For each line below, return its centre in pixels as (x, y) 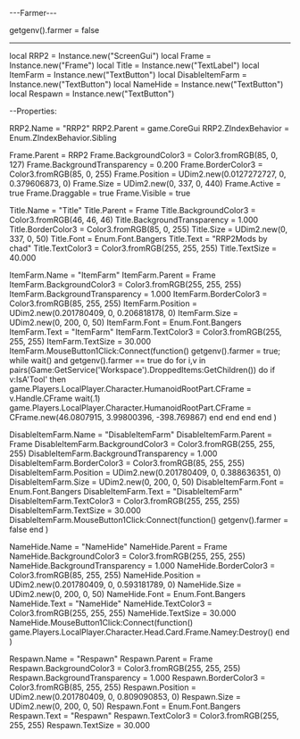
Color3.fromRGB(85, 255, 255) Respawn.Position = (103, 687)
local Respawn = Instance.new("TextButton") (92, 94)
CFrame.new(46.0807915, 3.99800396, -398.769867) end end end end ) (143, 417)
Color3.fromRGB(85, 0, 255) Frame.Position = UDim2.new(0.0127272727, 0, (148, 174)
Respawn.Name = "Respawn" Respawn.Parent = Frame (111, 659)
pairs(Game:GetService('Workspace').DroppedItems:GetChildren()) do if (142, 370)
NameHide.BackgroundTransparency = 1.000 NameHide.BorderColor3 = (142, 565)
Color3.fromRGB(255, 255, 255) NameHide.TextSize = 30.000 (123, 613)
